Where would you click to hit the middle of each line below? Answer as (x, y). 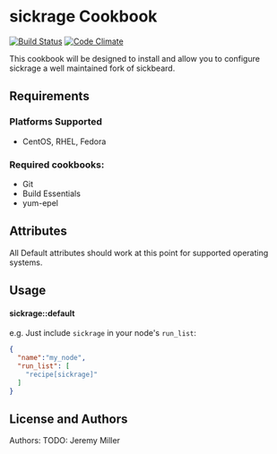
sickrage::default (42, 313)
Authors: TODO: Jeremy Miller (65, 441)
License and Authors (69, 419)
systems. (26, 262)
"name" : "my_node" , (52, 358)
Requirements (49, 96)
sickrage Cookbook (83, 17)
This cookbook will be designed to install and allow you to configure (134, 58)
